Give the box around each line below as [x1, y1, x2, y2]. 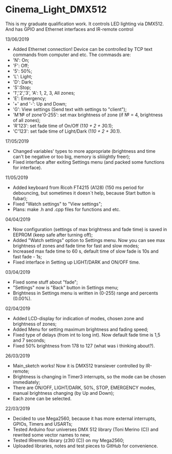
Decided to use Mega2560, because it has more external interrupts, [12, 415, 157, 422]
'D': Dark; [12, 79, 33, 85]
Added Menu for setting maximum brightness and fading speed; [12, 326, 149, 333]
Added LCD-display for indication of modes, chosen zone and [12, 315, 144, 321]
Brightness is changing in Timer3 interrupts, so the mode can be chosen [12, 373, 166, 379]
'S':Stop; [12, 84, 31, 91]
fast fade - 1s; [12, 253, 42, 259]
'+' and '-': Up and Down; [12, 100, 67, 107]
